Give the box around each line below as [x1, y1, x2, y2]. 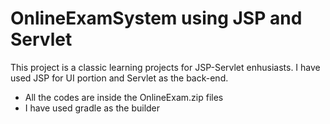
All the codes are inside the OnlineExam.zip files [24, 91, 224, 103]
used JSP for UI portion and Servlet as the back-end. [10, 72, 229, 84]
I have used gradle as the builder [24, 102, 161, 114]
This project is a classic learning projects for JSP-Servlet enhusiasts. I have [10, 61, 321, 73]
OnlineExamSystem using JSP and [10, 7, 303, 30]
